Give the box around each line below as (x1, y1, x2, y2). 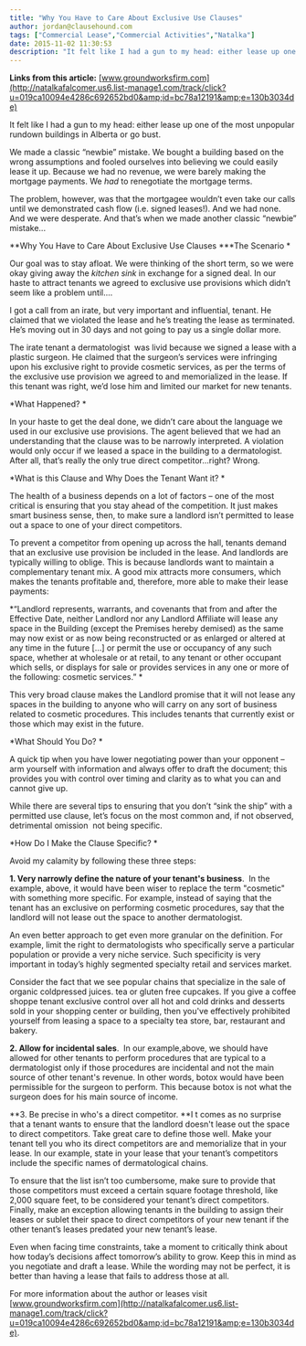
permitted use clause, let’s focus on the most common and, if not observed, (9, 811, 294, 821)
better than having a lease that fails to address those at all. (9, 1271, 230, 1282)
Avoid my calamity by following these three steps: (9, 855, 196, 866)
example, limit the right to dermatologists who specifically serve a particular (9, 939, 295, 950)
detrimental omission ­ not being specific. (9, 820, 163, 832)
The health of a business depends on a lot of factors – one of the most (9, 491, 275, 502)
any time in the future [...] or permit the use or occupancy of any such (9, 642, 272, 653)
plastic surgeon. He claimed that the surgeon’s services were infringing (9, 352, 278, 363)
